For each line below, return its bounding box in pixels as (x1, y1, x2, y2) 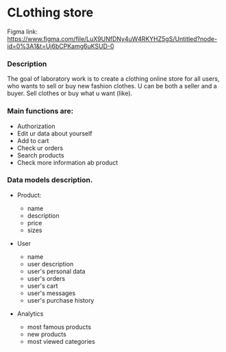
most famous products (27, 323, 91, 331)
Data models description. (7, 175, 93, 185)
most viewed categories (27, 337, 96, 345)
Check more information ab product (16, 158, 118, 166)
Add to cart (16, 136, 49, 144)
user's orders (27, 274, 66, 282)
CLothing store (7, 5, 94, 21)
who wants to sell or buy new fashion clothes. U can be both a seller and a (7, 82, 217, 90)
